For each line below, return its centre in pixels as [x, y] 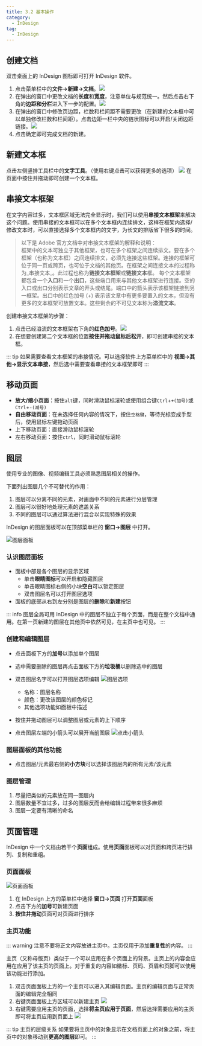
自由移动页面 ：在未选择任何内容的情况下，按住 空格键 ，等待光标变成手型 [103, 415]
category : [19, 18]
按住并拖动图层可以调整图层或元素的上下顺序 [70, 719]
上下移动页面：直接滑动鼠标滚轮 [54, 430]
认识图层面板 [25, 557]
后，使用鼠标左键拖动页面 [47, 422]
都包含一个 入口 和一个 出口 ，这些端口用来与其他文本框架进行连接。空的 [108, 280]
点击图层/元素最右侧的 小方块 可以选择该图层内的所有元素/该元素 [93, 764]
